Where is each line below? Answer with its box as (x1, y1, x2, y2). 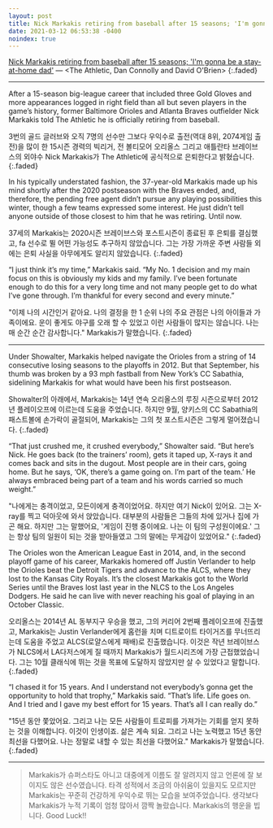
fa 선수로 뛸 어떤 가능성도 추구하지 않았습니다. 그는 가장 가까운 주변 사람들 (19, 238, 253, 248)
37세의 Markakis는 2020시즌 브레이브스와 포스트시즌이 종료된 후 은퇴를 (8, 229, 236, 238)
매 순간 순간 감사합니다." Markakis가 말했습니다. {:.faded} (8, 328, 193, 338)
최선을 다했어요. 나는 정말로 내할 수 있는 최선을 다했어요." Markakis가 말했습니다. (8, 737, 265, 747)
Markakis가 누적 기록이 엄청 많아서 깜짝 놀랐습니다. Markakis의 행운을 (28, 800, 252, 810)
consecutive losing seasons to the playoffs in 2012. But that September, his (8, 360, 260, 370)
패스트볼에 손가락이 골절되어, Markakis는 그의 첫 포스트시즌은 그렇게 (8, 415, 226, 425)
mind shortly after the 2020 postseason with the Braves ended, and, (8, 185, 237, 195)
